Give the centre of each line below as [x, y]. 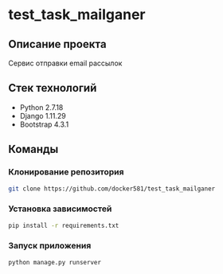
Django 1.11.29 [43, 115]
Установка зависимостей [60, 209]
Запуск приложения [50, 246]
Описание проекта [57, 44]
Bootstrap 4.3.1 [44, 124]
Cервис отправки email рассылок [65, 63]
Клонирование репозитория [66, 172]
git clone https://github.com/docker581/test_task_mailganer [112, 189]
